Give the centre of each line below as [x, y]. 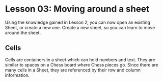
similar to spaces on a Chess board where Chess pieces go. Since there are [82, 65]
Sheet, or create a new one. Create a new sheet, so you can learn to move [80, 27]
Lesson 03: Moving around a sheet [77, 9]
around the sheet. [23, 33]
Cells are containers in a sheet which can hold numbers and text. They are [80, 60]
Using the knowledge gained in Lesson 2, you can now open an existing [78, 22]
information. [17, 75]
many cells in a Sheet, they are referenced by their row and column [73, 70]
